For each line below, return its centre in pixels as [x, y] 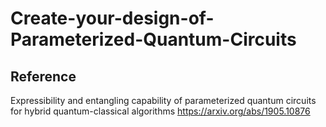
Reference [43, 76]
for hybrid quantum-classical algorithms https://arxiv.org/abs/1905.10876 [160, 111]
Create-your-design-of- [112, 18]
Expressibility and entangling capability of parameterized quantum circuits [163, 100]
